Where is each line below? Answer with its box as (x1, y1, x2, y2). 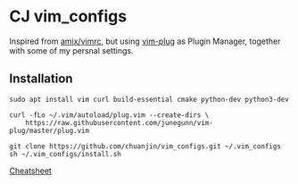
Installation (9, 71, 73, 87)
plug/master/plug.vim (9, 126, 90, 135)
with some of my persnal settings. (9, 45, 134, 55)
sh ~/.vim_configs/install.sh (9, 149, 122, 158)
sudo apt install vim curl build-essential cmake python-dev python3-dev (9, 95, 290, 104)
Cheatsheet (9, 165, 52, 176)
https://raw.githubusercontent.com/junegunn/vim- (25, 118, 214, 127)
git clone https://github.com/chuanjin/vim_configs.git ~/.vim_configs (9, 141, 281, 151)
